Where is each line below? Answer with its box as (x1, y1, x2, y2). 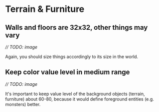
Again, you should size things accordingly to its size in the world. (5, 54, 139, 59)
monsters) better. (5, 101, 41, 107)
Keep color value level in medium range (5, 68, 130, 76)
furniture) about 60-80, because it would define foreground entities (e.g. (5, 96, 155, 102)
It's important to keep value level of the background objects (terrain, (5, 91, 146, 97)
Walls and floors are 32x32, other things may (5, 23, 148, 32)
